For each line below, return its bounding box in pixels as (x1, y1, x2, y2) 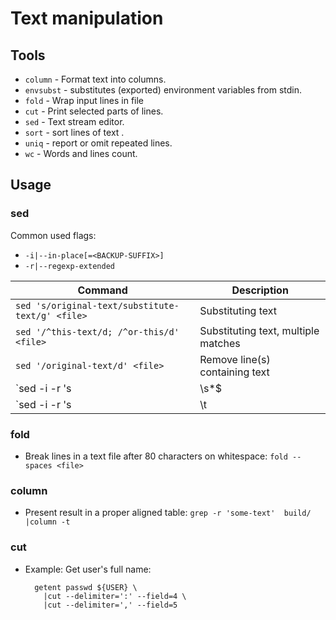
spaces (24, 460, 53, 471)
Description (231, 283, 289, 297)
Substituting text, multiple (199, 323, 320, 337)
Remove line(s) (199, 352, 271, 366)
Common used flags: (10, 229, 97, 241)
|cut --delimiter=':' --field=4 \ (43, 591, 187, 601)
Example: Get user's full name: (24, 563, 152, 575)
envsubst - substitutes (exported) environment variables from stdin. (24, 84, 302, 96)
